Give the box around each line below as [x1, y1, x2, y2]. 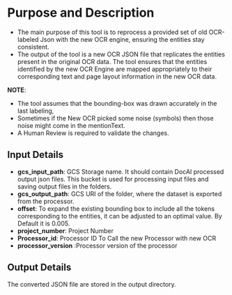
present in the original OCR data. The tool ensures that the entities [17, 57, 208, 65]
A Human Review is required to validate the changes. [17, 129, 169, 137]
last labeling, [17, 106, 54, 115]
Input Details [7, 149, 64, 161]
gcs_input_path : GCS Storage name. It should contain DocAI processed [17, 167, 224, 175]
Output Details [7, 262, 72, 273]
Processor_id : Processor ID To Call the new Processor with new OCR [17, 234, 217, 242]
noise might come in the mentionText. [17, 121, 125, 129]
